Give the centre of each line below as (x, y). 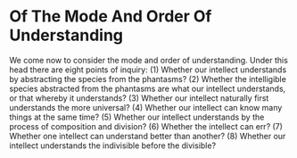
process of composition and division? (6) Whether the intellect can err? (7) (146, 126)
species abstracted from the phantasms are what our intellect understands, (148, 88)
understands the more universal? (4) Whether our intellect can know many (146, 107)
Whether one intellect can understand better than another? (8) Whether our (148, 136)
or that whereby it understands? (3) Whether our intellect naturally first (139, 98)
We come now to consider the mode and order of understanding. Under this (148, 60)
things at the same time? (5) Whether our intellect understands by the (137, 117)
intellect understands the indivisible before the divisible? (113, 146)
